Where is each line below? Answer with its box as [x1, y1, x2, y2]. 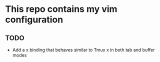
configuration [5, 14, 63, 25]
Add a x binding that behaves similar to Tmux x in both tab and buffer [12, 47, 155, 53]
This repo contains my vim [5, 3, 117, 15]
